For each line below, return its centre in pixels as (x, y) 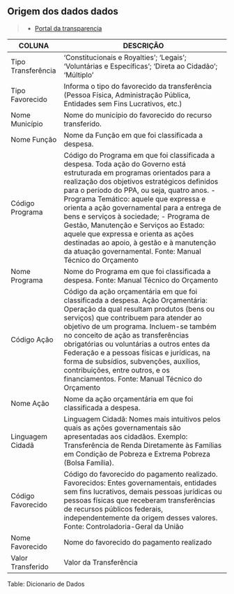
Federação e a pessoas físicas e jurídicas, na (137, 352)
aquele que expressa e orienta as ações (129, 233)
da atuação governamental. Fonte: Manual (133, 251)
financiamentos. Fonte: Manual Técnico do (133, 379)
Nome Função (34, 139)
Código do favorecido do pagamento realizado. (141, 474)
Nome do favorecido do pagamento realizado (138, 542)
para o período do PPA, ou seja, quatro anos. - (140, 190)
